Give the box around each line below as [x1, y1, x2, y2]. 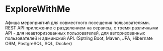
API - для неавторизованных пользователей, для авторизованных [5, 30, 145, 36]
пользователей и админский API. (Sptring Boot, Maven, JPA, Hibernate [5, 35, 153, 41]
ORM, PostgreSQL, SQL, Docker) [5, 40, 72, 46]
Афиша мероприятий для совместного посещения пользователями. [5, 20, 150, 25]
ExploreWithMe [5, 3, 71, 15]
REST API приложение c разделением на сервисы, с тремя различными [5, 25, 159, 30]
